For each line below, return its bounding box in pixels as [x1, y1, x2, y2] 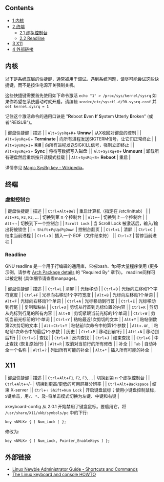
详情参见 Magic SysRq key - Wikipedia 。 [5, 164, 87, 170]
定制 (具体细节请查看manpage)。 [13, 275, 80, 281]
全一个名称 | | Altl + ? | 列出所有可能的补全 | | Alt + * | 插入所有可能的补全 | [5, 347, 152, 353]
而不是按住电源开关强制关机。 [18, 82, 78, 88]
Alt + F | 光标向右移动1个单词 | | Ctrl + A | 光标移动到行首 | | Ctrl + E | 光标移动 [5, 298, 156, 304]
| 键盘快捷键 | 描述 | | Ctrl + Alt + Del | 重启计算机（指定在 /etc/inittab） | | [5, 208, 150, 214]
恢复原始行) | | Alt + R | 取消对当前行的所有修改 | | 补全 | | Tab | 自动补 [20, 341, 157, 346]
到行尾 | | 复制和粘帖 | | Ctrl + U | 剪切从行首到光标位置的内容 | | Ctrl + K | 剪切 [5, 304, 158, 310]
